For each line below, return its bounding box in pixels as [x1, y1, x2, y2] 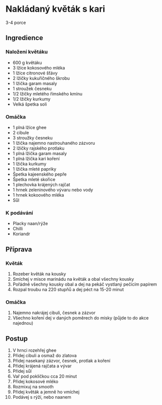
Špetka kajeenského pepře [12, 171, 67, 177]
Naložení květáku [5, 48, 48, 55]
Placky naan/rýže [12, 221, 48, 226]
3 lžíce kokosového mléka [12, 65, 65, 70]
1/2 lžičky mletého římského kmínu [12, 90, 83, 96]
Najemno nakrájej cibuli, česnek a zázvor [12, 310, 96, 316]
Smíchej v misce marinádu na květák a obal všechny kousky [12, 276, 134, 282]
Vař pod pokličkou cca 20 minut [12, 373, 77, 380]
